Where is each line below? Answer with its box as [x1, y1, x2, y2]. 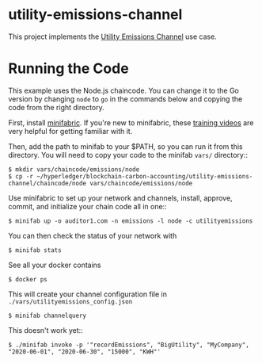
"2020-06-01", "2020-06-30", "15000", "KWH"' [8, 347, 161, 356]
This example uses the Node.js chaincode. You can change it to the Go [8, 86, 239, 95]
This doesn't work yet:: [8, 325, 83, 334]
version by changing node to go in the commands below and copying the [8, 94, 243, 104]
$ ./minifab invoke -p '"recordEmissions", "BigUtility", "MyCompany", [8, 341, 249, 349]
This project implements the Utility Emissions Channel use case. [8, 32, 218, 41]
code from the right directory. [8, 102, 104, 112]
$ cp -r [8, 172, 34, 180]
